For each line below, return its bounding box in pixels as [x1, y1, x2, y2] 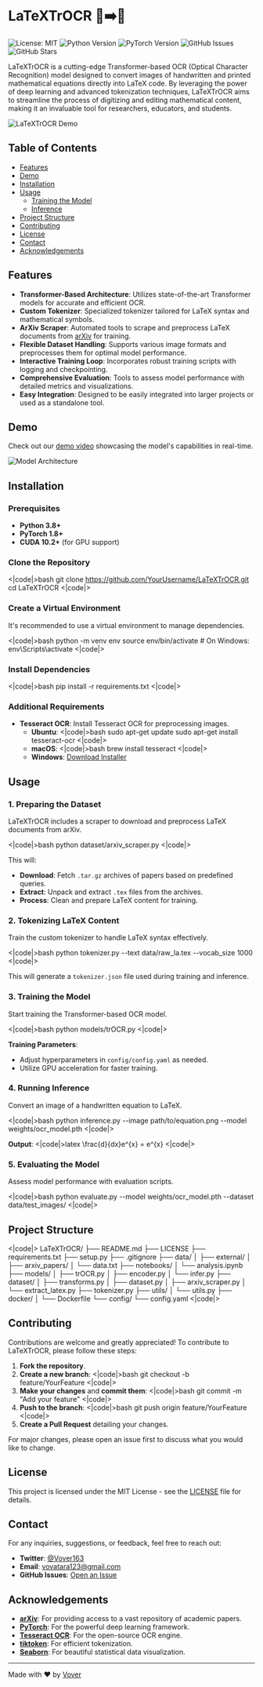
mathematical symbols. [19, 314, 95, 323]
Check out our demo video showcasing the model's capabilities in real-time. [8, 441, 254, 451]
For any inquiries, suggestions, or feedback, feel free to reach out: [8, 1539, 222, 1548]
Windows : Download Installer [31, 752, 127, 762]
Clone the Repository [8, 557, 91, 568]
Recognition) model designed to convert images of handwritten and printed [8, 70, 251, 79]
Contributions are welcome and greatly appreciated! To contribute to [8, 1337, 229, 1347]
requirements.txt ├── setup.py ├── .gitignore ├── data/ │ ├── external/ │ [8, 1252, 252, 1262]
